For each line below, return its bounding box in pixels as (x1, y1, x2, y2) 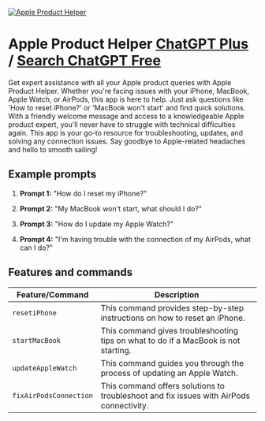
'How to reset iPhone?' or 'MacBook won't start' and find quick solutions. (8, 102, 246, 112)
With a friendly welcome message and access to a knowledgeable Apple (8, 111, 244, 121)
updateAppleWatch (12, 363, 77, 372)
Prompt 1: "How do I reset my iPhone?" (19, 188, 147, 198)
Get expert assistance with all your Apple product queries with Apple (8, 77, 232, 87)
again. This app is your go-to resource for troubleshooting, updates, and (8, 128, 243, 137)
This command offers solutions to (100, 380, 225, 391)
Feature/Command (16, 289, 89, 300)
